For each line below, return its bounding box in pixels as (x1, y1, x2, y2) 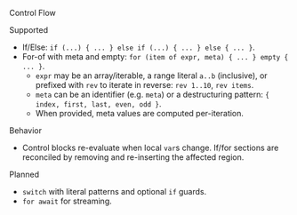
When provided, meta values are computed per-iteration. (35, 108, 245, 118)
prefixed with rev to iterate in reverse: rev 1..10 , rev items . (35, 80, 254, 90)
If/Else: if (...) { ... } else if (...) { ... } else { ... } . (21, 42, 255, 52)
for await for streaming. (21, 195, 113, 206)
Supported (9, 25, 49, 35)
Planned (9, 169, 40, 179)
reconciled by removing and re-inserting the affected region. (21, 152, 245, 163)
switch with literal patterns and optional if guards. (21, 187, 207, 196)
